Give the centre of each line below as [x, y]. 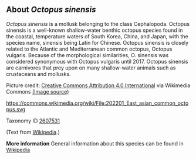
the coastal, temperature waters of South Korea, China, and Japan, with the [97, 36]
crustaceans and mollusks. [39, 74]
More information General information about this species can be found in [95, 143]
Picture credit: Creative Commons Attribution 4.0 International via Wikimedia [98, 85]
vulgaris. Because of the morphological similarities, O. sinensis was [87, 55]
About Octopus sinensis [51, 10]
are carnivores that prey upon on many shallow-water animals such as [91, 68]
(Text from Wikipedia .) [33, 132]
